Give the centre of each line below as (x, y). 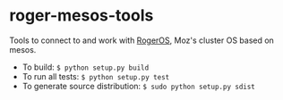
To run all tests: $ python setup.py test (96, 76)
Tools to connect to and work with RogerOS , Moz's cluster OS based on (142, 40)
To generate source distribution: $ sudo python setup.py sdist (138, 86)
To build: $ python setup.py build (86, 67)
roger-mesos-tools (81, 16)
